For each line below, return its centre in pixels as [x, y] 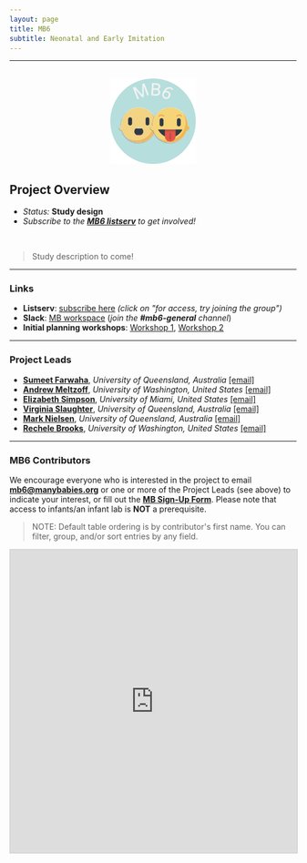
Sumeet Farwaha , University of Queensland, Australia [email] [138, 380]
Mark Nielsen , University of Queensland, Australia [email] [132, 418]
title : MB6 [30, 29]
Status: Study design [63, 212]
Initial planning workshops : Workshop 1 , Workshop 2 [123, 328]
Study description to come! [82, 257]
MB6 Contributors [50, 460]
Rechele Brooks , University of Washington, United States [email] [144, 428]
